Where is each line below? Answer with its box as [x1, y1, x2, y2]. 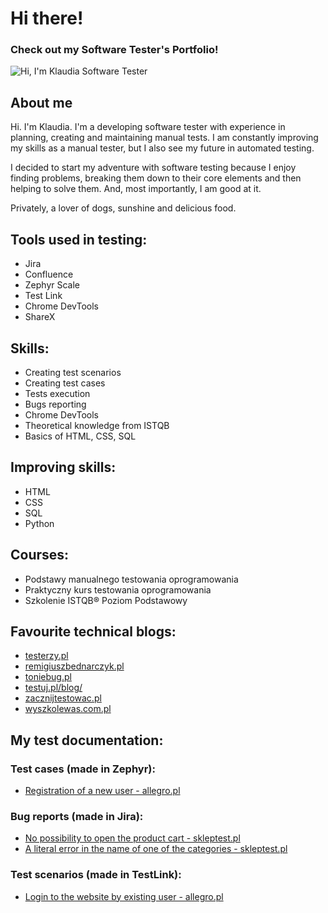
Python [24, 517, 55, 529]
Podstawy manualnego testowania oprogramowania [24, 573, 239, 585]
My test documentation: [10, 732, 164, 749]
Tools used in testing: [10, 231, 148, 248]
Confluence [24, 268, 74, 281]
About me [10, 94, 73, 111]
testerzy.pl [24, 650, 69, 662]
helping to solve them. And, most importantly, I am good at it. [10, 183, 262, 195]
